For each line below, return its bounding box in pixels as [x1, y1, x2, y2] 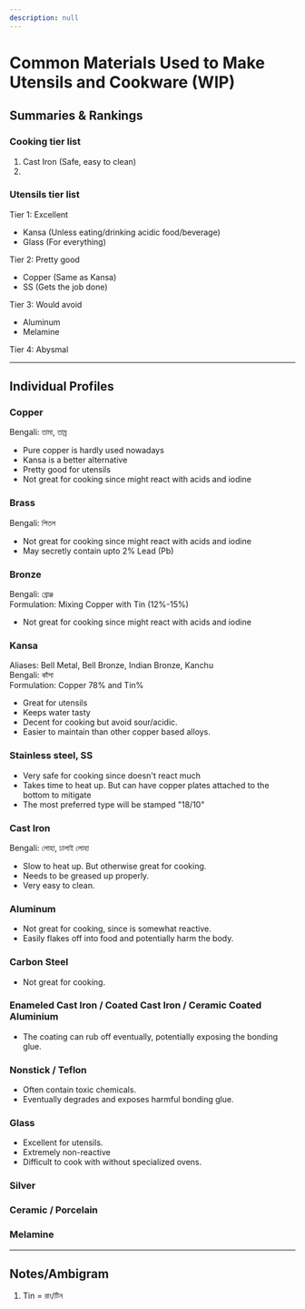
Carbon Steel [9, 956, 69, 969]
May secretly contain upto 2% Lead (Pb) [22, 545, 174, 556]
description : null [9, 13, 79, 23]
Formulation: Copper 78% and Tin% [9, 680, 144, 691]
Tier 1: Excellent [9, 208, 69, 219]
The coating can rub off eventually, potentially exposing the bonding [22, 1030, 279, 1042]
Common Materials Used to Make [9, 52, 266, 73]
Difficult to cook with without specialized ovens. [22, 1157, 202, 1168]
